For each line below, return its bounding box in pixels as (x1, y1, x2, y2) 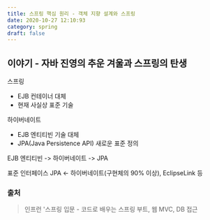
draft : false (7, 29, 45, 37)
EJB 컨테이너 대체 (17, 92, 66, 101)
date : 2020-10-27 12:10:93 (7, 17, 86, 24)
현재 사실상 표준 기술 (17, 101, 74, 109)
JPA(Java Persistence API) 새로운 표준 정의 (17, 139, 139, 147)
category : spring (7, 23, 58, 30)
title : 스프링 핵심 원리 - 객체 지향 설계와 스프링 (7, 10, 136, 17)
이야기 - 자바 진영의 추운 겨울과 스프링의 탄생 (7, 57, 187, 69)
